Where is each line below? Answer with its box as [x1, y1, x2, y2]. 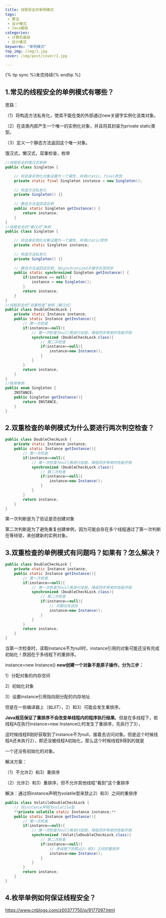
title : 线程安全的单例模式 [5, 7, 54, 12]
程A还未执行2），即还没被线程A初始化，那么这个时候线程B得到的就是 [5, 737, 145, 744]
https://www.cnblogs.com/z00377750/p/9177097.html [5, 907, 115, 913]
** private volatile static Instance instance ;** [14, 809, 116, 814]
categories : [5, 30, 30, 35]
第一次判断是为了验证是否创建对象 [5, 516, 75, 522]
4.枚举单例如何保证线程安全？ [5, 894, 96, 902]
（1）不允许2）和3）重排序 [5, 769, 60, 775]
